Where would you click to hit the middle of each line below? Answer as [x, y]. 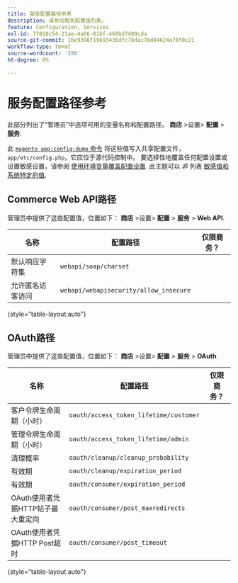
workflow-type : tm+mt [39, 47]
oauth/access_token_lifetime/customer [134, 415]
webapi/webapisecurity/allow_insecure [125, 290]
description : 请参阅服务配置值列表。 [57, 21]
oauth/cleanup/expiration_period [125, 471]
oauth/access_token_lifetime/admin [129, 439]
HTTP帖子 [35, 509]
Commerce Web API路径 [62, 199]
